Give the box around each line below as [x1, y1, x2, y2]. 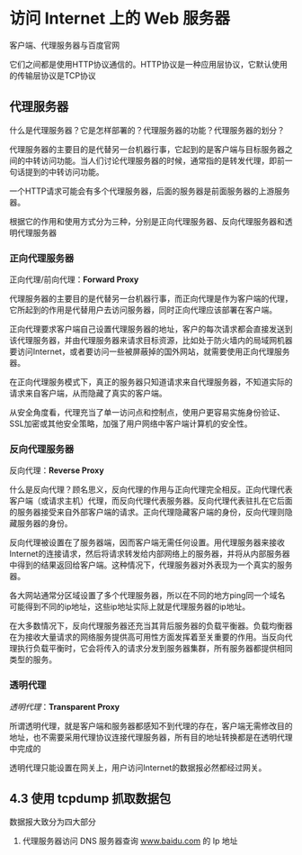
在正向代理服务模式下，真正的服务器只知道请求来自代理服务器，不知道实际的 [9, 377, 293, 387]
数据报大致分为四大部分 [9, 816, 96, 827]
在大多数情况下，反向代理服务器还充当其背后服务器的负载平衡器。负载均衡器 [9, 621, 293, 632]
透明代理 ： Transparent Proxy [9, 701, 120, 712]
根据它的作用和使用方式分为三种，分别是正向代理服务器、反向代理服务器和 [9, 215, 285, 226]
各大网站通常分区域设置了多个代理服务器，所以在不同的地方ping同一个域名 [9, 590, 286, 601]
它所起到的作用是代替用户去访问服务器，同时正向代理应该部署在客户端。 [9, 305, 277, 315]
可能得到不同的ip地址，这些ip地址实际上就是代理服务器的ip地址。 [9, 601, 250, 613]
